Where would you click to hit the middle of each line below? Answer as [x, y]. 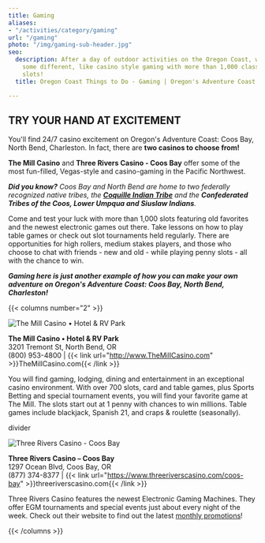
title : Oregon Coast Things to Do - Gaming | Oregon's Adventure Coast [136, 81]
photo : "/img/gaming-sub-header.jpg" [70, 45]
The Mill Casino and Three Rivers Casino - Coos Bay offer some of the [124, 163]
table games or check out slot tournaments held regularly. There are [119, 236]
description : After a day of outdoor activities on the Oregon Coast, [134, 60]
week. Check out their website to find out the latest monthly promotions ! [125, 516]
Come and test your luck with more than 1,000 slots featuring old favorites [129, 219]
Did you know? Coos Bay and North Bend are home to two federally [119, 187]
